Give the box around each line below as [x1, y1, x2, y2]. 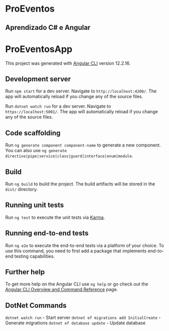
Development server [5, 74, 71, 83]
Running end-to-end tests [5, 229, 89, 238]
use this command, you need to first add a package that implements [5, 248, 147, 254]
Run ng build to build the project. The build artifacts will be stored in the [5, 180, 155, 187]
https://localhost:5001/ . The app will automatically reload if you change [5, 109, 158, 115]
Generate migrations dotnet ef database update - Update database [5, 320, 146, 326]
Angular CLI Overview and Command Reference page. [5, 287, 118, 293]
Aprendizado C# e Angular [5, 23, 91, 32]
